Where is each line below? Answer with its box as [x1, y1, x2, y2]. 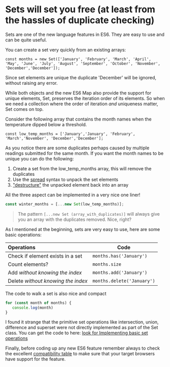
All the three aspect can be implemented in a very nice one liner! [5, 192, 140, 198]
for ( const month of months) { [5, 300, 72, 305]
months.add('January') [92, 269, 148, 276]
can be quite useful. [5, 37, 47, 43]
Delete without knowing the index [8, 277, 88, 284]
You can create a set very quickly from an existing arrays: [5, 47, 126, 53]
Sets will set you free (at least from [5, 4, 155, 15]
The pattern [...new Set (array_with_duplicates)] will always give [17, 211, 160, 217]
